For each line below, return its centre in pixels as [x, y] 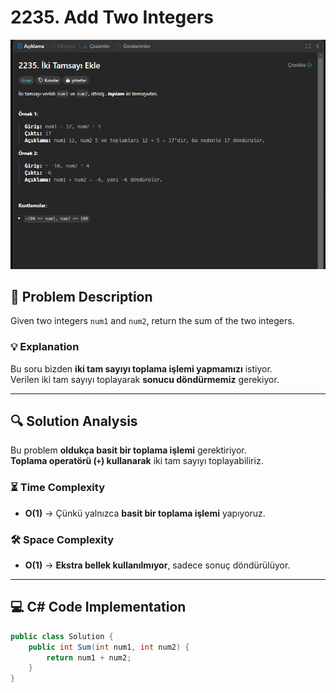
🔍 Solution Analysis [74, 421]
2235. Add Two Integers [112, 17]
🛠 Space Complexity [62, 539]
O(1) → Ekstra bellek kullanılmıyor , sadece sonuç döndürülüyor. [157, 565]
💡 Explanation [45, 347]
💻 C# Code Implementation [98, 607]
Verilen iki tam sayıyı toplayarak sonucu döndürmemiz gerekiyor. [145, 379]
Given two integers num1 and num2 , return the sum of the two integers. [152, 321]
